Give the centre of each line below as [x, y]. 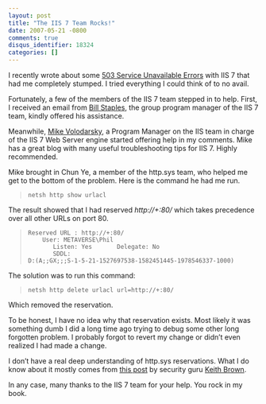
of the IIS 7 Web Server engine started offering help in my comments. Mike [130, 140]
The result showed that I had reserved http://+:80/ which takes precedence [131, 210]
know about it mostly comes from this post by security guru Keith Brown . [127, 369]
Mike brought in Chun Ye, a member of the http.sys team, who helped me [128, 172]
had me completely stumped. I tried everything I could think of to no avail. [129, 84]
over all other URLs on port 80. [58, 218]
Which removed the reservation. [61, 305]
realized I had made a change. [58, 346]
